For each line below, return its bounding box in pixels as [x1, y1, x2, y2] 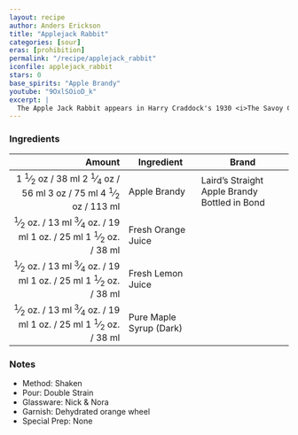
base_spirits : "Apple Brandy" [9, 79, 122, 88]
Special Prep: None [21, 416, 93, 426]
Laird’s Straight [200, 175, 264, 187]
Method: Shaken [21, 377, 82, 388]
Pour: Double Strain [21, 387, 94, 398]
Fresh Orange [128, 223, 186, 236]
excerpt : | [9, 95, 50, 105]
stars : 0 [9, 71, 42, 80]
